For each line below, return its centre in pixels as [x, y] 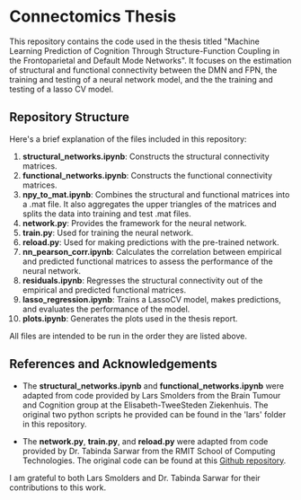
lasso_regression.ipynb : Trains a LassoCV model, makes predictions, [151, 299]
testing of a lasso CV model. [62, 89]
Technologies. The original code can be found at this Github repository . [154, 461]
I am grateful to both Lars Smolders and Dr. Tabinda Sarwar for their [135, 478]
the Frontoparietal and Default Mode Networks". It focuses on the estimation [150, 60]
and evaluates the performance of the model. [106, 309]
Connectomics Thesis [93, 17]
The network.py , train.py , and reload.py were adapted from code [145, 441]
